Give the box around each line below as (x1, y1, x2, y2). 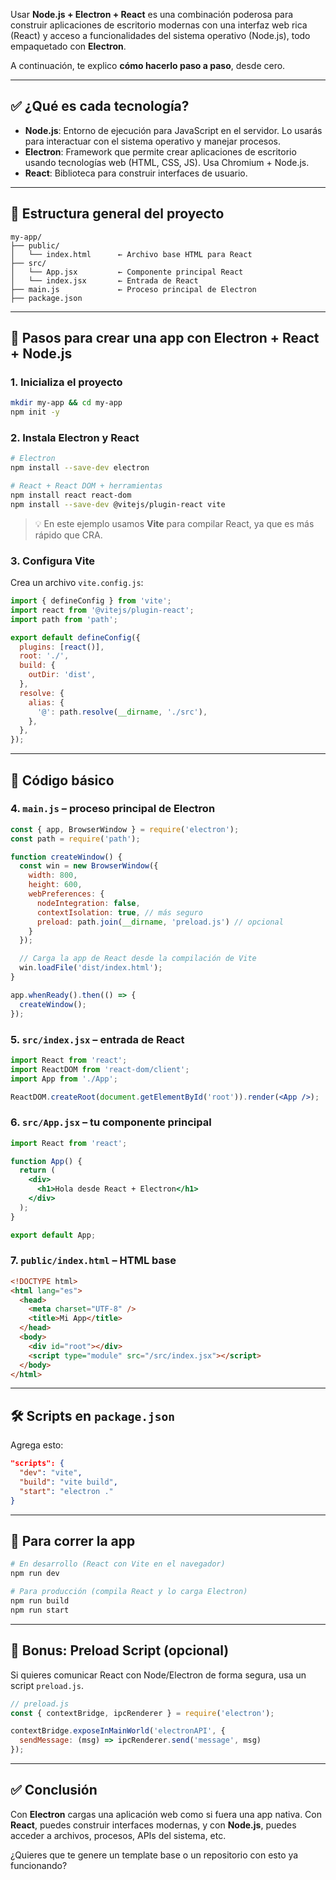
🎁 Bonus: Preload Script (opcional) (10, 1642, 230, 1659)
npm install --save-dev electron (10, 463, 150, 473)
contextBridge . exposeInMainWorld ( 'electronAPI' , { (10, 1726, 226, 1736)
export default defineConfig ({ (10, 632, 141, 643)
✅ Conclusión (10, 1782, 98, 1799)
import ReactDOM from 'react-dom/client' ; (10, 1064, 190, 1074)
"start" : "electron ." (19, 1486, 114, 1496)
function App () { (10, 1156, 83, 1166)
